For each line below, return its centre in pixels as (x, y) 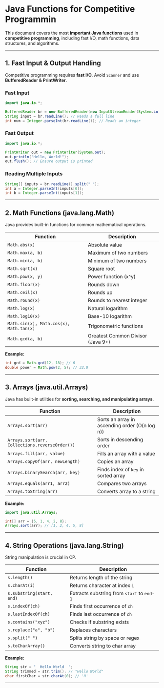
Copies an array (115, 461)
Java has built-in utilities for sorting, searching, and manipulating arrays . (80, 399)
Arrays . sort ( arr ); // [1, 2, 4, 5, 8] (44, 526)
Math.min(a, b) (25, 261)
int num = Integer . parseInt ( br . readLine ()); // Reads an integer (73, 121)
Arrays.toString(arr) (32, 491)
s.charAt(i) (21, 585)
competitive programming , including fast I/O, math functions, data (72, 38)
